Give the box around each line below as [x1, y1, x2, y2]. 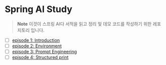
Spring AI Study [5, 4, 73, 15]
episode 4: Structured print [12, 54, 69, 60]
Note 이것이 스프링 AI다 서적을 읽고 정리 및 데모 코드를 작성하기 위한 [17, 21, 152, 27]
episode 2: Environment [12, 43, 62, 49]
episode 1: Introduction [12, 37, 60, 43]
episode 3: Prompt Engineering [12, 49, 77, 55]
